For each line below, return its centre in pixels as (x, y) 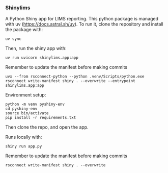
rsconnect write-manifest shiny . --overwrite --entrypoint (71, 81)
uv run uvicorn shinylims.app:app (42, 58)
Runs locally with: (24, 137)
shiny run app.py (24, 146)
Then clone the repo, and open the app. (47, 127)
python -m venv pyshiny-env (35, 104)
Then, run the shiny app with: (36, 48)
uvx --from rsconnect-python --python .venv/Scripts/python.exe (75, 77)
